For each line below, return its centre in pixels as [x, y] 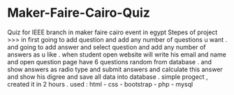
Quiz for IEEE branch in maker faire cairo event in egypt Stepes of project [112, 32]
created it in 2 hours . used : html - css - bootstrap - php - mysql [100, 84]
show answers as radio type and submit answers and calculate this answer [115, 69]
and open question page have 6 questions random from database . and [109, 61]
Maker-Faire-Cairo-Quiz [79, 13]
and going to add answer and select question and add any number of [107, 47]
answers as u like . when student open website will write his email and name [117, 54]
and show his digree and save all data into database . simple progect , [108, 76]
